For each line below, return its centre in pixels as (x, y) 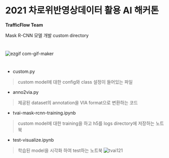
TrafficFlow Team (24, 25)
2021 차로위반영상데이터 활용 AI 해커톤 (82, 10)
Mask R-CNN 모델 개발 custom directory (47, 35)
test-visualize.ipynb (33, 140)
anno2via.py (26, 92)
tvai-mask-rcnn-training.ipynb (44, 113)
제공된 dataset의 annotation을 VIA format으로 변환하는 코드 (78, 103)
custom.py (24, 71)
